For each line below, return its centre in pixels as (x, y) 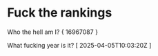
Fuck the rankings (60, 13)
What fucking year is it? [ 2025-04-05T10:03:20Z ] (79, 45)
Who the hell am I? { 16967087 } (53, 32)
